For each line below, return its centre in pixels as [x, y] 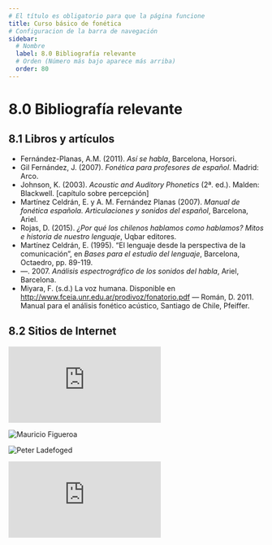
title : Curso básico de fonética [65, 24]
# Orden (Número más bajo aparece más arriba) [96, 62]
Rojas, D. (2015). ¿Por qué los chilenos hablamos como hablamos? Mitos [142, 228]
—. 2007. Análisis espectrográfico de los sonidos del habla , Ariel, [130, 271]
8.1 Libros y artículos [62, 139]
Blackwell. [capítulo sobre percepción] [84, 193]
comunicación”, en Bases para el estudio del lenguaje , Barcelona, [130, 254]
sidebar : [23, 39]
